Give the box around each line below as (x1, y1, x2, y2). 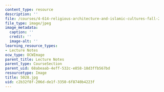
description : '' (5, 12, 38, 17)
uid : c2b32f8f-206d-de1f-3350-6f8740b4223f (5, 79, 95, 84)
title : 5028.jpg (5, 75, 38, 80)
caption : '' (9, 30, 34, 35)
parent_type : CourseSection (5, 61, 62, 66)
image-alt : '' (9, 39, 38, 44)
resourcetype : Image (5, 71, 47, 75)
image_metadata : (5, 25, 38, 30)
